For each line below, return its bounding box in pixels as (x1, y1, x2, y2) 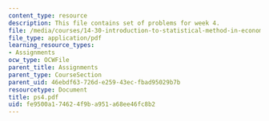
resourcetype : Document (8, 85, 88, 94)
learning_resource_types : (8, 41, 94, 49)
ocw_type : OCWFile (8, 57, 70, 64)
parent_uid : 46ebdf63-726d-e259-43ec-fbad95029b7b (8, 78, 181, 86)
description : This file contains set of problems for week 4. (8, 19, 220, 27)
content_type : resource (8, 11, 88, 20)
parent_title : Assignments (8, 64, 98, 72)
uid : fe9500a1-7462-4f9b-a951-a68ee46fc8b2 (8, 100, 156, 108)
